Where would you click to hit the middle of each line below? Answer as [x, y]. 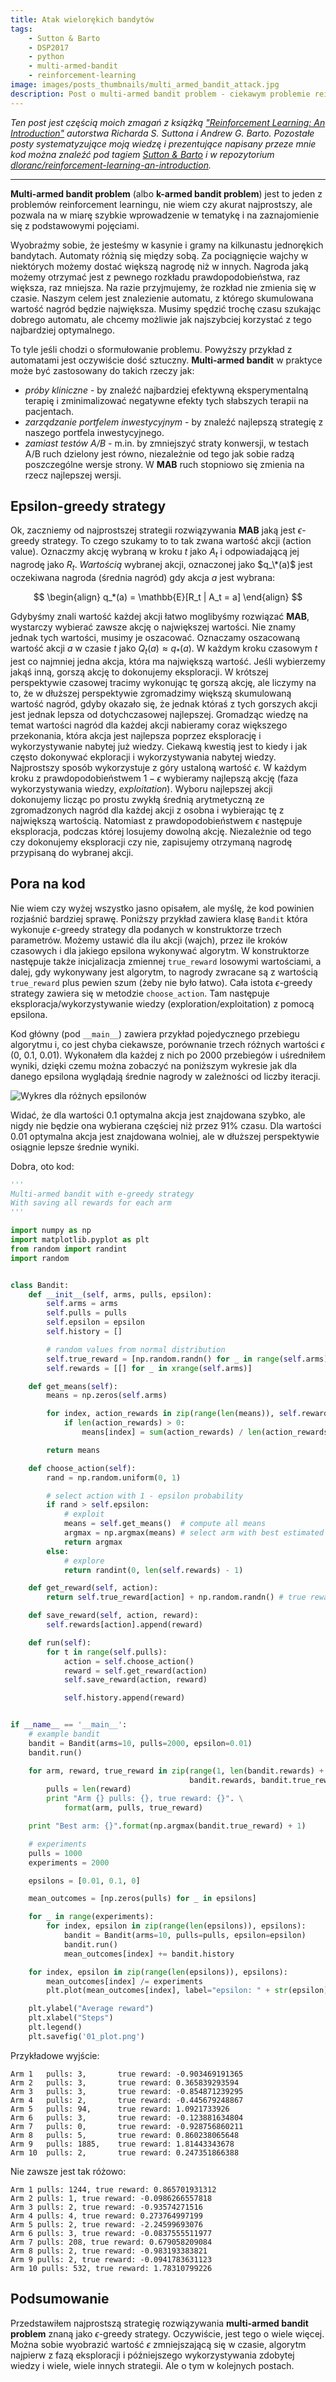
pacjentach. [49, 411]
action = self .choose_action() [129, 1661]
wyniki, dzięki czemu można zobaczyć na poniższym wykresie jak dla [154, 1065]
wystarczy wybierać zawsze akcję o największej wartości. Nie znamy [153, 627]
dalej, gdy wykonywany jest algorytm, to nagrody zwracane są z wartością [164, 972]
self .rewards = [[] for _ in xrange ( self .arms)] [149, 1368]
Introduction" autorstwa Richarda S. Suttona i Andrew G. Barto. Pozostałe [162, 133]
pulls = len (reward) [89, 1789]
